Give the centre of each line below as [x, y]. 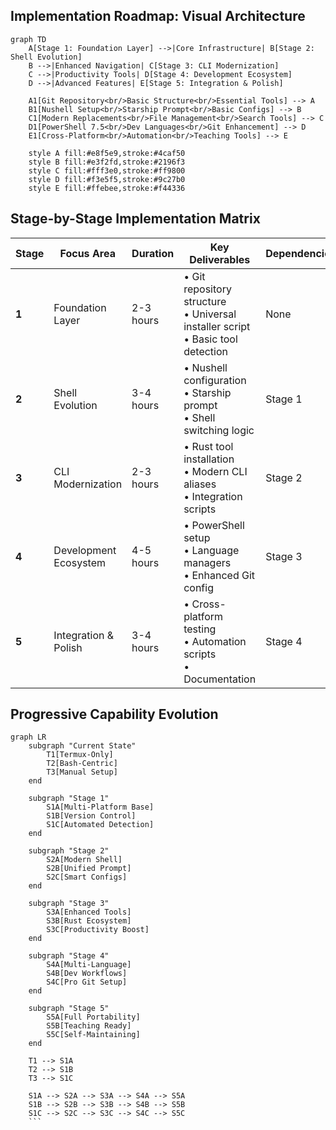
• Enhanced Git [219, 575]
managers [207, 562]
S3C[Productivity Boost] [98, 930]
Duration [153, 253]
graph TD [28, 39]
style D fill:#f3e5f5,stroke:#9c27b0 [107, 179]
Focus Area [87, 253]
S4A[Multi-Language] [89, 965]
